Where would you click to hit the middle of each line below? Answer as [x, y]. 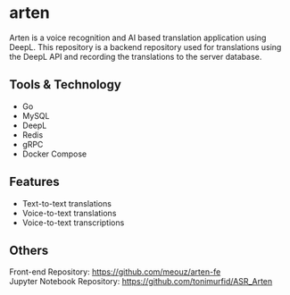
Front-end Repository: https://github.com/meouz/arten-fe [115, 272]
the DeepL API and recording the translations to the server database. [136, 56]
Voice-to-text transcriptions [73, 223]
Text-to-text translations [66, 203]
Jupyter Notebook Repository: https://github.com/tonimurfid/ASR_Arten [141, 282]
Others [29, 250]
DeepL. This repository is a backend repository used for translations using [145, 46]
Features [34, 182]
